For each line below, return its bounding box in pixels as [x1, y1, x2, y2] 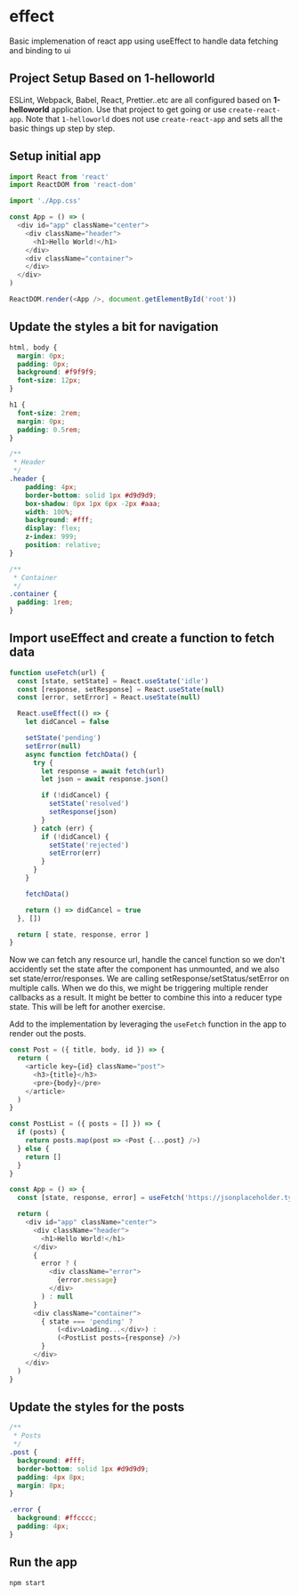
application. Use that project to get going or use [51, 104, 227, 115]
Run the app [9, 1555, 77, 1570]
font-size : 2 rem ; [17, 408, 82, 417]
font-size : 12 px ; [17, 376, 82, 385]
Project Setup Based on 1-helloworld [9, 71, 215, 86]
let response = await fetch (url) [41, 767, 166, 776]
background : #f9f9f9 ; [17, 367, 98, 377]
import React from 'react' [9, 172, 109, 181]
